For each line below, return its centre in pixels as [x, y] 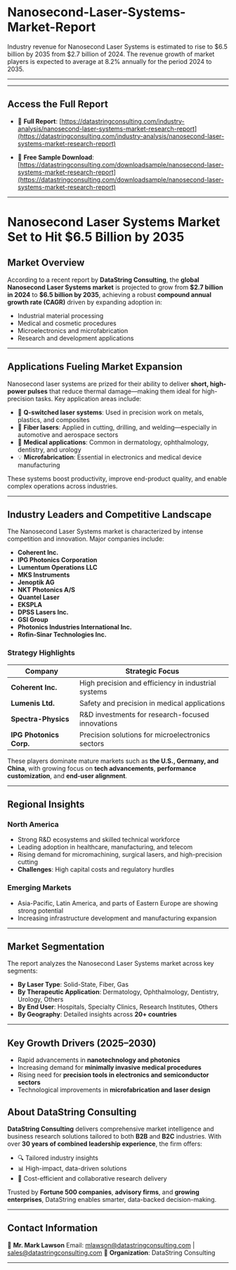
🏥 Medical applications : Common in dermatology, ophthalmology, [113, 442]
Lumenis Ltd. [33, 703]
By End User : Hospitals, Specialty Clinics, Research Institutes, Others [118, 1007]
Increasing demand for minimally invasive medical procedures [109, 1068]
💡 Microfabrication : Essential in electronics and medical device [110, 457]
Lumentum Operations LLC [57, 568]
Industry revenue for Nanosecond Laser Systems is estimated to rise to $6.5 [118, 46]
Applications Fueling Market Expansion [95, 367]
